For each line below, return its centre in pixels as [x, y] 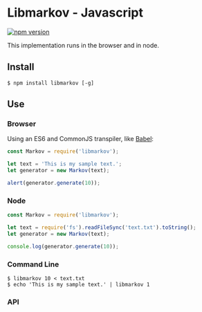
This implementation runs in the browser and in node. [83, 45]
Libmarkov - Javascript [75, 13]
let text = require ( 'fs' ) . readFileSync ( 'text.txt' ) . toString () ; [102, 228]
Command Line [33, 264]
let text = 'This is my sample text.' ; [65, 164]
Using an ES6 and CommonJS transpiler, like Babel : [81, 139]
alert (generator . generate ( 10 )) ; [54, 183]
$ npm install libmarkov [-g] [51, 83]
